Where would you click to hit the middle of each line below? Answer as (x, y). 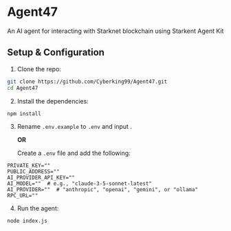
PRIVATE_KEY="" (29, 166)
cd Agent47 (23, 88)
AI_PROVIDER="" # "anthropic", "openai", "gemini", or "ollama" (102, 190)
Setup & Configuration (56, 52)
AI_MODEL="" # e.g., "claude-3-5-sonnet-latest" (80, 184)
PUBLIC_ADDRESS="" (33, 172)
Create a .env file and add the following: (74, 153)
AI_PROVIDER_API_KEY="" (41, 178)
